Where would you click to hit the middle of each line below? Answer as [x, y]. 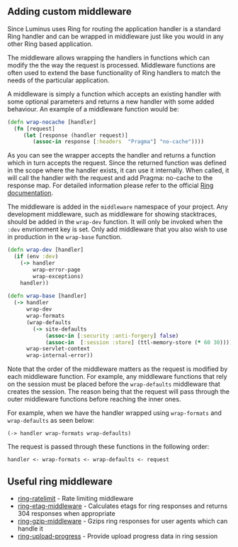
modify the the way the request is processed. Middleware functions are [112, 65]
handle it [30, 529]
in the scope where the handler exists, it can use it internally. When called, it [118, 170]
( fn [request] [34, 128]
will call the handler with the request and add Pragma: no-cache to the [110, 178]
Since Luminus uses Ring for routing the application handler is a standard [114, 28]
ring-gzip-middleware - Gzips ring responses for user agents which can [123, 521]
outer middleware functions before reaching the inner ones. [94, 399]
